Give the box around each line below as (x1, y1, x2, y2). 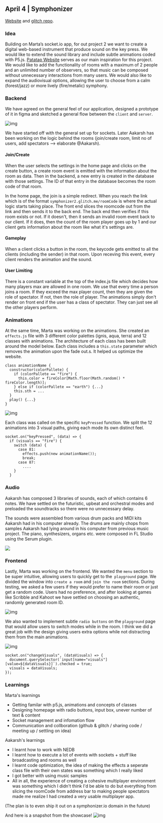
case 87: (18, 460, 36, 465)
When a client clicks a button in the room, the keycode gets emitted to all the (5, 246, 159, 252)
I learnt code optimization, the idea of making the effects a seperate (12, 762, 148, 768)
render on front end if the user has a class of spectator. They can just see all (5, 299, 158, 305)
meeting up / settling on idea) (12, 728, 72, 734)
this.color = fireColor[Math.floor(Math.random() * (18, 376, 125, 381)
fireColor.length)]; (5, 380, 47, 385)
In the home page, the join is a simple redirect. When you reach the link (5, 193, 147, 198)
